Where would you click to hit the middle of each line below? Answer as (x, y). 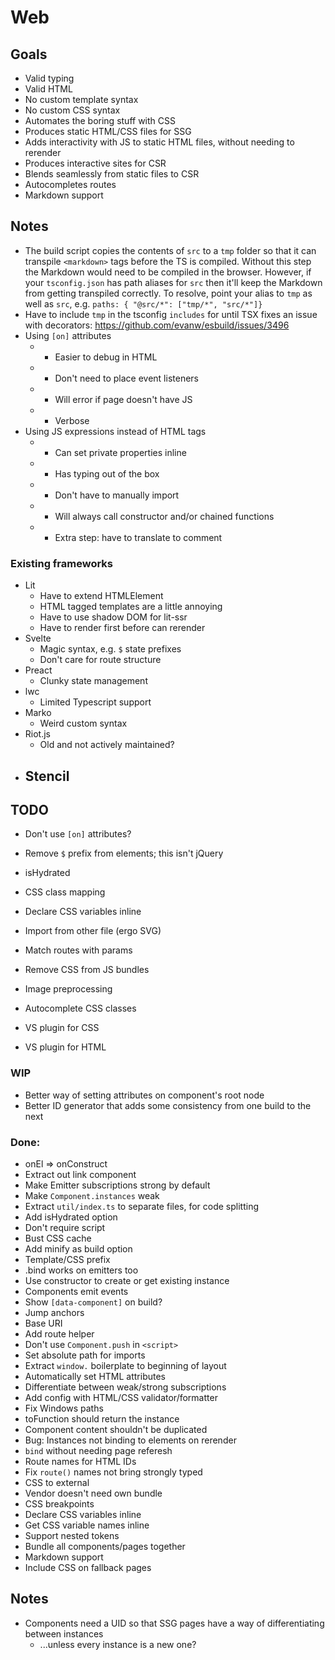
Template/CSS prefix (67, 1259)
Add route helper (59, 1333)
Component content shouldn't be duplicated (116, 1429)
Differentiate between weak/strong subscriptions (125, 1387)
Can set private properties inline (120, 452)
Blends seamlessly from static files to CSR (112, 174)
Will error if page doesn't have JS (123, 399)
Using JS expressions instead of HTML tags (115, 431)
